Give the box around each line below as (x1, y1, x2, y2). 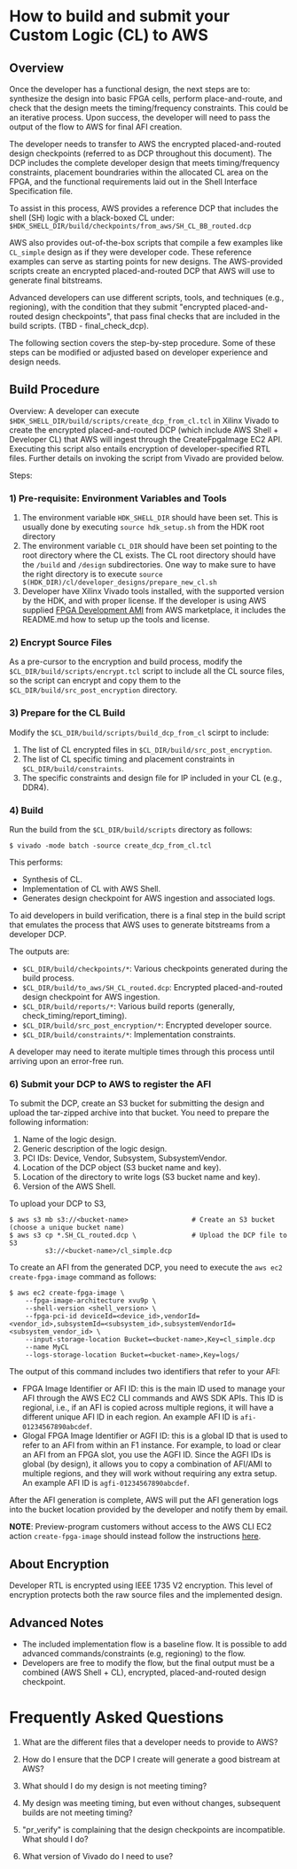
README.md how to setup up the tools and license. (21, 614, 210, 625)
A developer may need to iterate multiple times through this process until (9, 1046, 275, 1057)
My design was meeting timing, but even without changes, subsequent (21, 1797, 281, 1808)
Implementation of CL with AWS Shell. (21, 884, 161, 894)
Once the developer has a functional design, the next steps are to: (9, 84, 251, 94)
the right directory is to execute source (21, 569, 163, 580)
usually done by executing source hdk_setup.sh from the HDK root (21, 521, 265, 533)
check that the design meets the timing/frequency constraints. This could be (9, 103, 289, 113)
